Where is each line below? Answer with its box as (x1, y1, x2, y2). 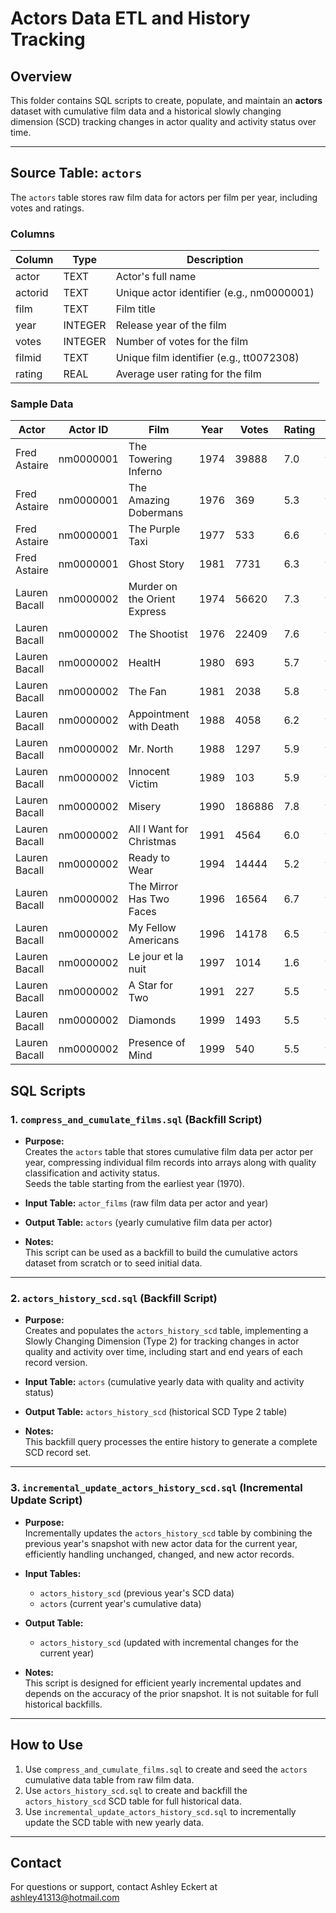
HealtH (128, 656, 162, 670)
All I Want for (128, 822, 189, 836)
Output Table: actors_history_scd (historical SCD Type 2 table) (24, 1406, 288, 1418)
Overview (10, 68, 73, 85)
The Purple (128, 522, 181, 536)
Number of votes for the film (115, 335, 249, 349)
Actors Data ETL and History (10, 7, 251, 30)
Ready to (128, 851, 171, 865)
